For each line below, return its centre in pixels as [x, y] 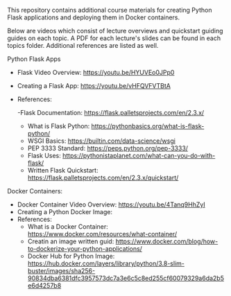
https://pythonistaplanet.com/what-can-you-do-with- [139, 156]
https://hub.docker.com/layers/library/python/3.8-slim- [106, 263]
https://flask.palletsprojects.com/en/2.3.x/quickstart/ [103, 177]
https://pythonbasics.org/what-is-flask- [148, 126]
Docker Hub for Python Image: [71, 256]
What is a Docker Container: [68, 227]
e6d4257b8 [44, 286]
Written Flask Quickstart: [63, 170]
